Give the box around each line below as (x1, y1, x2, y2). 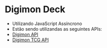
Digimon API (12, 31, 39, 37)
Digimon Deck (5, 4, 66, 15)
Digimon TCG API (12, 37, 49, 43)
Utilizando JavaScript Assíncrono (12, 20, 83, 27)
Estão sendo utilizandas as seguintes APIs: (12, 26, 102, 32)
